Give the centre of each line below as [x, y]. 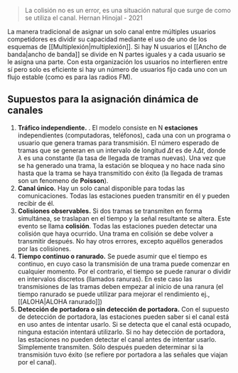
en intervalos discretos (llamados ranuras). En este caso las [105, 279]
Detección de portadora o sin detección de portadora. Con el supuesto [123, 309]
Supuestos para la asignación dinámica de [103, 99]
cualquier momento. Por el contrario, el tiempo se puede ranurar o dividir [124, 271]
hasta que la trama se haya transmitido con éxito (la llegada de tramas [120, 173]
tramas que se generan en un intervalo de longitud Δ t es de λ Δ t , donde [121, 150]
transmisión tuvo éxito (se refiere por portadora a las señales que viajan [123, 354]
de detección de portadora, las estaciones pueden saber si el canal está [123, 317]
